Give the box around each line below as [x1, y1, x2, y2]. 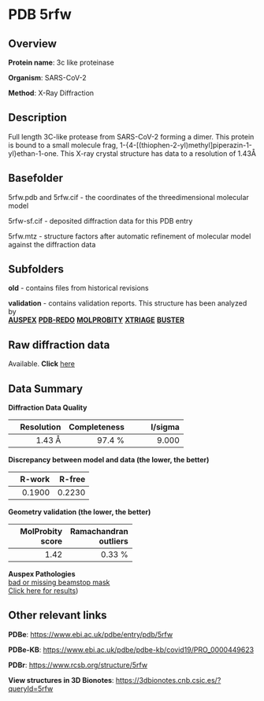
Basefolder [8, 172, 64, 185]
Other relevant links [8, 609, 108, 622]
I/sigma [151, 421, 180, 432]
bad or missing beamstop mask [8, 577, 110, 588]
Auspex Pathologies [8, 569, 76, 579]
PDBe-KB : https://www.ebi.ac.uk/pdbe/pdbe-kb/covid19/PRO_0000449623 [8, 644, 255, 655]
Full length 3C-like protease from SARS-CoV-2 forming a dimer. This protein [8, 132, 255, 141]
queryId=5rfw [8, 684, 54, 693]
